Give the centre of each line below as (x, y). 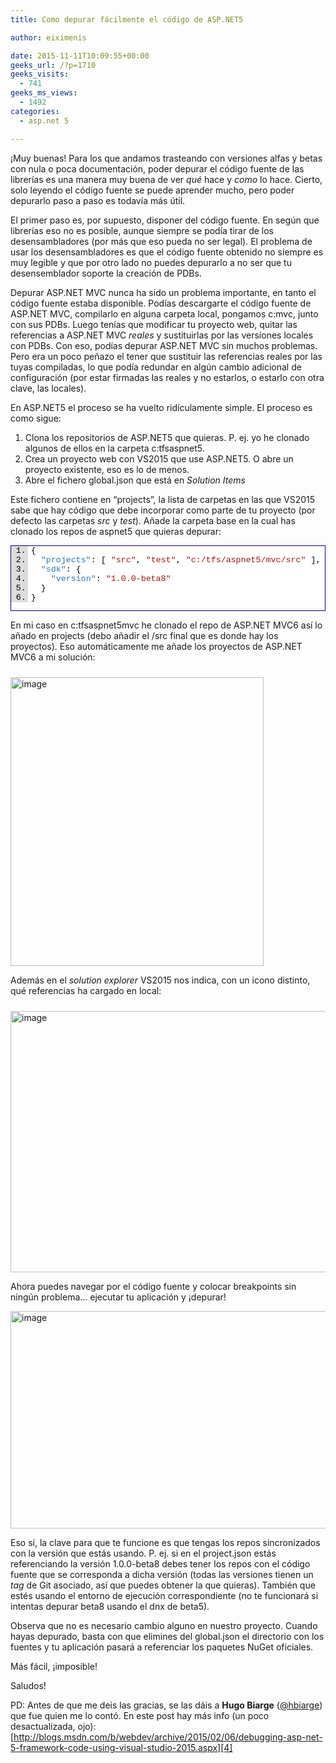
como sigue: (36, 418)
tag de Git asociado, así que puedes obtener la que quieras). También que (163, 1585)
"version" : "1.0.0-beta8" (111, 578)
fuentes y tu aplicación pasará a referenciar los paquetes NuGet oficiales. (162, 1647)
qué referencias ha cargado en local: (86, 990)
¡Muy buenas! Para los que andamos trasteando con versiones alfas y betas (166, 158)
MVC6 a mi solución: (53, 657)
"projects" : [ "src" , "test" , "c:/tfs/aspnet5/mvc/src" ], (181, 559)
